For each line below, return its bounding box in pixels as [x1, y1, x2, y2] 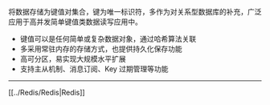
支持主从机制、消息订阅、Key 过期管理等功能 [19, 64, 169, 74]
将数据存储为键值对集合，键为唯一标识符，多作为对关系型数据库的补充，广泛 [8, 7, 262, 16]
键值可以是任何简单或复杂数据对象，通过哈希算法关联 [19, 34, 197, 43]
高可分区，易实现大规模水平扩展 [19, 55, 126, 63]
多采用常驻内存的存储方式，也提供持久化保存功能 [19, 44, 182, 54]
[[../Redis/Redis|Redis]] [8, 87, 86, 97]
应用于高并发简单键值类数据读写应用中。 [8, 17, 142, 26]
